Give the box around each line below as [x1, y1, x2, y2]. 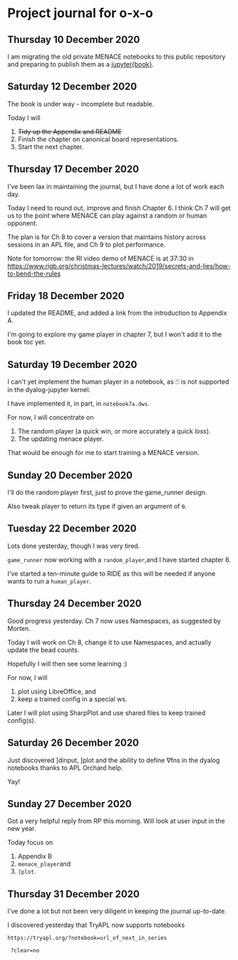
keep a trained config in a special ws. [17, 694, 128, 703]
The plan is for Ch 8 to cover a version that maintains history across [7, 232, 207, 241]
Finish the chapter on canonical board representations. [17, 134, 180, 144]
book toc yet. [7, 338, 46, 346]
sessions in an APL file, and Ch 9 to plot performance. [7, 240, 166, 249]
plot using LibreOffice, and [17, 687, 96, 696]
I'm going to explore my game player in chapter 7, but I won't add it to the [7, 330, 222, 339]
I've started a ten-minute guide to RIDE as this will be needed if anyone [7, 569, 216, 578]
